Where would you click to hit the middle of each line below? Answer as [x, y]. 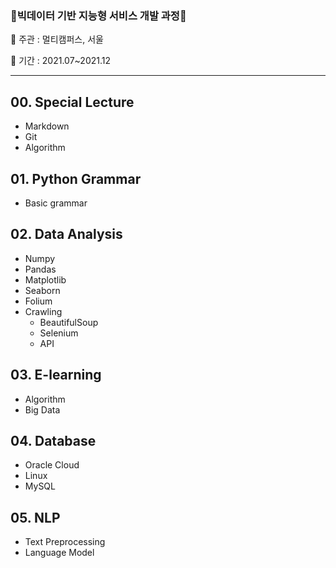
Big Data [42, 409]
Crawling [43, 311]
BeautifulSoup [69, 322]
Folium [38, 301]
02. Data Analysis [66, 234]
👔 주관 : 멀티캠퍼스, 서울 [57, 39]
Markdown [47, 126]
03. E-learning [56, 375]
